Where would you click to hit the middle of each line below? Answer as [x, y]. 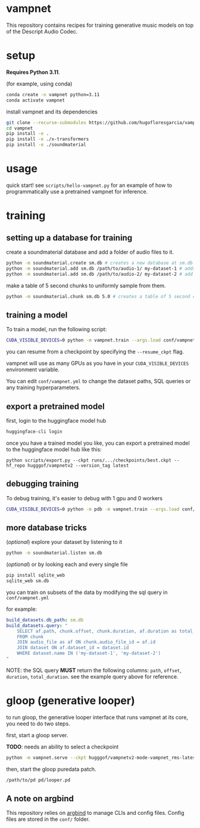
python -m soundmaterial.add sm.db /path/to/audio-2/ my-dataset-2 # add [100, 274]
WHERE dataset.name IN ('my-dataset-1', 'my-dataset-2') [89, 653]
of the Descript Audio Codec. [42, 31]
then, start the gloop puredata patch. [51, 769]
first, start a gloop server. [37, 735]
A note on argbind [40, 799]
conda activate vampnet [36, 100]
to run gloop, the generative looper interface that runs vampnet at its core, [97, 717]
